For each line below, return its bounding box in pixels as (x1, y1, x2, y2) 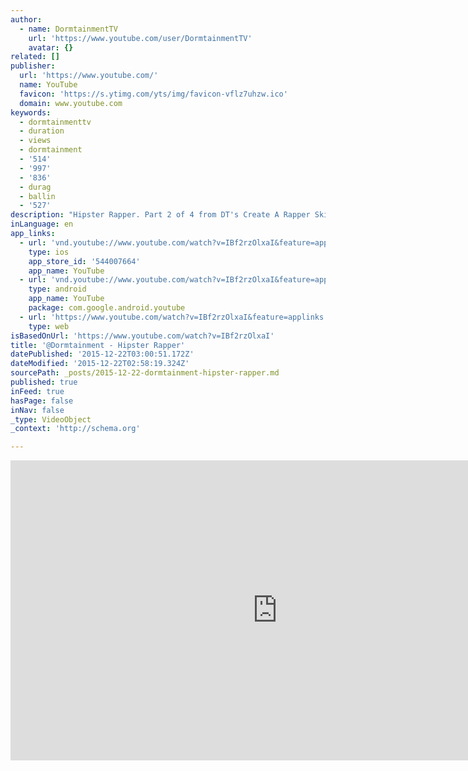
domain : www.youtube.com (19, 98, 123, 108)
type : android (28, 284, 87, 295)
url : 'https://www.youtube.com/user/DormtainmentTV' (28, 33, 253, 43)
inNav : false (10, 405, 65, 415)
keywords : (10, 107, 52, 118)
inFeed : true (10, 386, 65, 396)
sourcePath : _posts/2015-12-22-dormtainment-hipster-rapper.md (10, 368, 280, 378)
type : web (28, 321, 70, 331)
